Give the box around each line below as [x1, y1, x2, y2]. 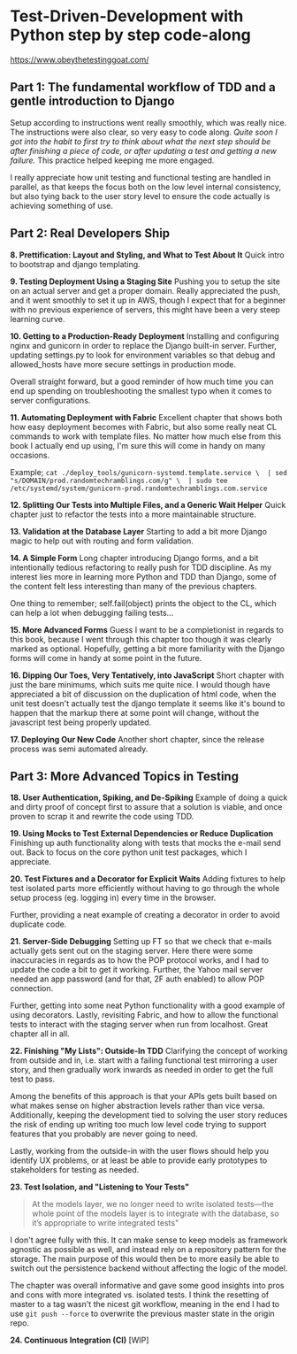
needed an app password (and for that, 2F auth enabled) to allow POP [10, 973, 264, 984]
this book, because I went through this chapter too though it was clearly [10, 634, 272, 644]
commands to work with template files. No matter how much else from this [10, 431, 282, 442]
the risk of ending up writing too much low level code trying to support [10, 1119, 267, 1130]
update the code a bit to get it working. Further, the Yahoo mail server [10, 965, 263, 975]
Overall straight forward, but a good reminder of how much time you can [10, 376, 274, 387]
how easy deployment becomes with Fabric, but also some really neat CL [10, 421, 278, 432]
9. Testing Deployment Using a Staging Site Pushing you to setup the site [10, 276, 281, 287]
